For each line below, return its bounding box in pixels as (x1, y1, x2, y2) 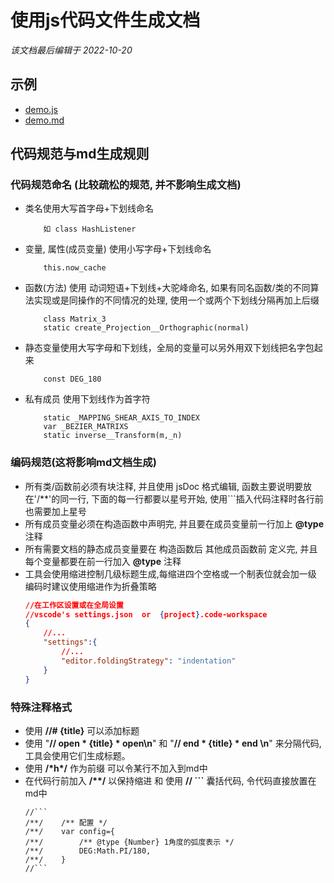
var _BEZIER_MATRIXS (43, 422, 129, 432)
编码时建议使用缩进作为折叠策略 (24, 580, 157, 592)
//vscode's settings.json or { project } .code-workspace (24, 609, 268, 620)
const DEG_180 (43, 374, 102, 385)
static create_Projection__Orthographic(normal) (43, 323, 250, 333)
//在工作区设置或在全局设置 (24, 600, 124, 610)
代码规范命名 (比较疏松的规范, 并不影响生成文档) (10, 178, 242, 192)
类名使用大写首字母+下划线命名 (24, 202, 155, 215)
